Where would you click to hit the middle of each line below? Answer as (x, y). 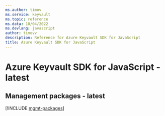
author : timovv (21, 33)
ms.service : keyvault (28, 14)
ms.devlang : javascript (30, 28)
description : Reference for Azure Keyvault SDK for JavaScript (73, 38)
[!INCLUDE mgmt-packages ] (35, 108)
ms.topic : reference (27, 19)
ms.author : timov (23, 10)
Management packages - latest (55, 96)
